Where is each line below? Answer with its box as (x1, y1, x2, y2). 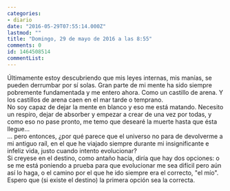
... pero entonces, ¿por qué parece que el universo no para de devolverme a (7, 132, 223, 140)
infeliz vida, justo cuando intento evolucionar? (7, 146, 138, 155)
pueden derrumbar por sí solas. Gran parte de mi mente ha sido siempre (7, 80, 212, 89)
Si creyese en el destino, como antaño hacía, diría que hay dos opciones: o (7, 154, 220, 162)
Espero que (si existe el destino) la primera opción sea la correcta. (7, 176, 195, 184)
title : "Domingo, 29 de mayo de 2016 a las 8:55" (7, 36, 153, 43)
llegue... (7, 124, 30, 133)
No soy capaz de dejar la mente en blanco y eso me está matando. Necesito (7, 102, 224, 111)
